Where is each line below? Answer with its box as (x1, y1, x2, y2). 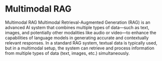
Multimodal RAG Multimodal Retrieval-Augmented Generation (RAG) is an (5, 19, 151, 25)
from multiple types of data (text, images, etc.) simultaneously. (5, 50, 130, 56)
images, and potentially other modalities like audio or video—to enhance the (5, 30, 156, 35)
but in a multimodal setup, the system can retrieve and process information (5, 45, 155, 51)
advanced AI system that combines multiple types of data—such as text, (5, 24, 149, 30)
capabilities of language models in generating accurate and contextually (5, 35, 149, 41)
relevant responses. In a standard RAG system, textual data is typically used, (5, 40, 158, 46)
